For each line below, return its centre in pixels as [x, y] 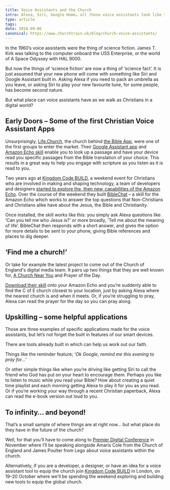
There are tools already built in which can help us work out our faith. [76, 345]
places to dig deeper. [27, 236]
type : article [20, 19]
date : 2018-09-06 [24, 29]
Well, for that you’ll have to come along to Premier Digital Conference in [80, 440]
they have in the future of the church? [45, 430]
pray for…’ [16, 360]
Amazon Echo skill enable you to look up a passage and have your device [82, 152]
